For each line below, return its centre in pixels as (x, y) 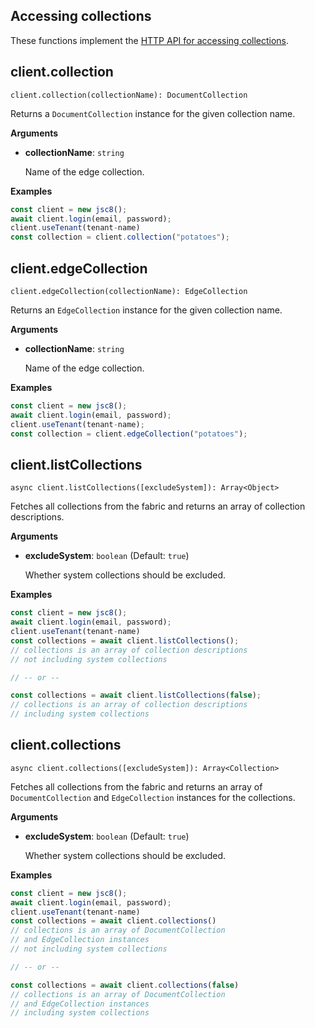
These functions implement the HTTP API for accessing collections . (150, 40)
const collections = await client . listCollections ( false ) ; (136, 695)
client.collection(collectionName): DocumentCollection (129, 95)
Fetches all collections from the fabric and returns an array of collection (158, 506)
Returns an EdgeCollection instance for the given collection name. (146, 310)
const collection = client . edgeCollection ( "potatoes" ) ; (129, 434)
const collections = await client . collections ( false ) (125, 985)
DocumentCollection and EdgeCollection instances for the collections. (153, 797)
